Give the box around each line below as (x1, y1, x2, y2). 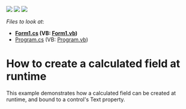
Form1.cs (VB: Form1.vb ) (14, 30, 78, 37)
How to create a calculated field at (6, 57, 181, 71)
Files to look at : (6, 18, 45, 25)
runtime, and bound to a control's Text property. (6, 96, 125, 103)
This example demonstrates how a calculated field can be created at (6, 89, 176, 96)
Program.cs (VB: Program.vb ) (14, 36, 88, 43)
